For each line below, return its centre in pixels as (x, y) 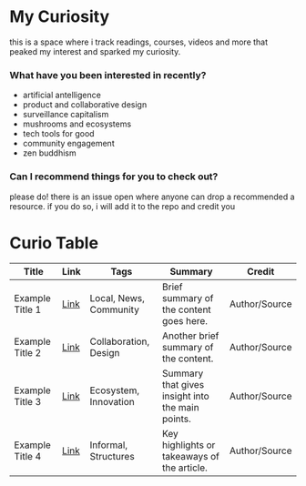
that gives (184, 385)
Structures (112, 457)
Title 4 (28, 457)
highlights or (189, 445)
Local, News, (117, 299)
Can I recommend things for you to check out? (114, 177)
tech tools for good (58, 134)
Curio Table (54, 243)
